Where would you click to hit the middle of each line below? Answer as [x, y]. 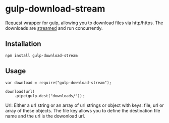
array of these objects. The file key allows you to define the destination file [83, 110]
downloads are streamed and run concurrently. [54, 28]
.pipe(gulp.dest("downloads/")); [49, 96]
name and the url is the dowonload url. [45, 116]
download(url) [20, 91]
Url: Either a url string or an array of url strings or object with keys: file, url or [84, 105]
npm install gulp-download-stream [42, 55]
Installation [23, 44]
